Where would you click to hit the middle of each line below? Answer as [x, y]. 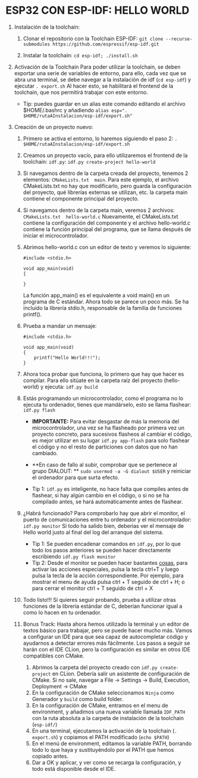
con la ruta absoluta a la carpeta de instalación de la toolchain [108, 718]
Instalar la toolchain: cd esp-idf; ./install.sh [80, 55]
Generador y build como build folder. [78, 699]
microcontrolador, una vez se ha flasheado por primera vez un [108, 428]
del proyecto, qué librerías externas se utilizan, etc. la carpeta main [105, 192]
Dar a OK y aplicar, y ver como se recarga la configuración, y [106, 762]
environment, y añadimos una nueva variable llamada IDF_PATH [109, 712]
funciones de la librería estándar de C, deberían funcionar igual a [103, 606]
